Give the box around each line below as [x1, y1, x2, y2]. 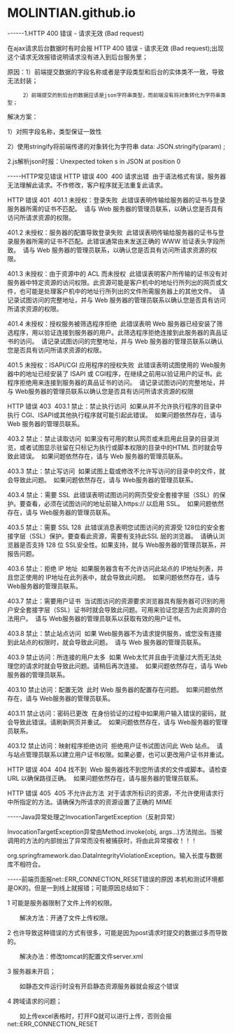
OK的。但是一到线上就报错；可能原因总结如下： [13, 883, 152, 892]
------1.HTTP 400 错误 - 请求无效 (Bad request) [7, 29, 145, 37]
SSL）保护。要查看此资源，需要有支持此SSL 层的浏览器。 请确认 [31, 531, 219, 540]
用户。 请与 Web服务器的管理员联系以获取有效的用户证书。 [13, 614, 185, 623]
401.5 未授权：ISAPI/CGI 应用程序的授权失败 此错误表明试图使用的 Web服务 [7, 360, 226, 369]
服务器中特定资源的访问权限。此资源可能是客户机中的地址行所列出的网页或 [7, 278, 222, 286]
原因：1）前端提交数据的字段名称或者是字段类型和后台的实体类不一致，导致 [7, 67, 225, 76]
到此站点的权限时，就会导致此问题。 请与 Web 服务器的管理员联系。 [7, 637, 205, 647]
